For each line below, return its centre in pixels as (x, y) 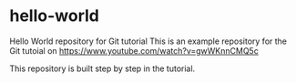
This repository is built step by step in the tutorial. (102, 68)
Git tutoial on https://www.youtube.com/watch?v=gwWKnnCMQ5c (134, 50)
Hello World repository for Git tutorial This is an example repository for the (148, 41)
